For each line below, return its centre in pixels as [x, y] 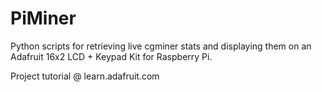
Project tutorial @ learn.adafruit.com [85, 76]
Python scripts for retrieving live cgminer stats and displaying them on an [161, 46]
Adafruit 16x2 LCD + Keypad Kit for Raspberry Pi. [111, 56]
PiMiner [43, 18]
